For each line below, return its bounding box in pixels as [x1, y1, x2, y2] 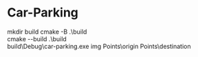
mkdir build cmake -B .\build [7, 27, 87, 36]
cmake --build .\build [7, 34, 67, 43]
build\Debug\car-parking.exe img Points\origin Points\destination [7, 42, 191, 50]
